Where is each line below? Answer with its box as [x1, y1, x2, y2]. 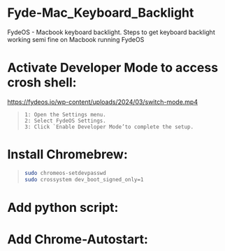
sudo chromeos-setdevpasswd [24, 169, 106, 176]
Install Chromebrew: [7, 146, 128, 162]
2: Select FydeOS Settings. [24, 117, 106, 124]
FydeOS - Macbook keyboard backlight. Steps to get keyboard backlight [7, 28, 215, 36]
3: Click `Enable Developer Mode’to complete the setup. [24, 123, 194, 130]
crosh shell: [7, 75, 77, 91]
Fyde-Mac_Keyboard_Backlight [7, 5, 194, 21]
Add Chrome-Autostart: [7, 231, 148, 247]
